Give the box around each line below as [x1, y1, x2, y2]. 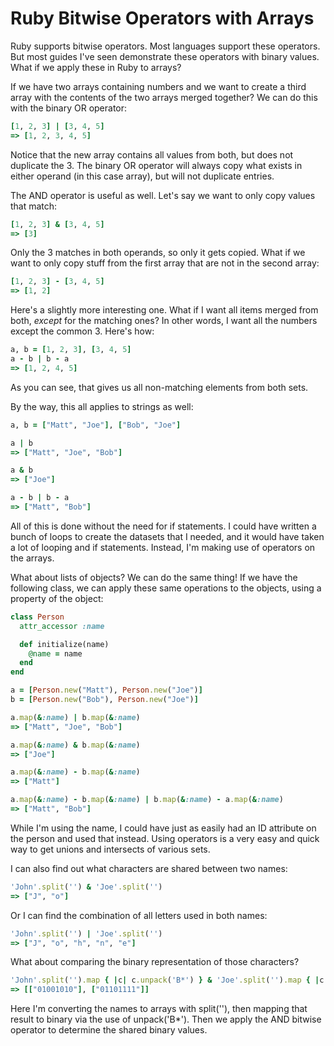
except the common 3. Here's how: [10, 325, 155, 337]
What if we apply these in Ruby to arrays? [10, 61, 182, 73]
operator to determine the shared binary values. [10, 1024, 208, 1036]
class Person [10, 612, 65, 622]
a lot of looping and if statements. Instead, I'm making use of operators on [10, 541, 316, 553]
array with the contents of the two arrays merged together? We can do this [10, 91, 318, 103]
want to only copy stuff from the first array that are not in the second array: [10, 257, 320, 269]
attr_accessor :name [19, 621, 105, 631]
